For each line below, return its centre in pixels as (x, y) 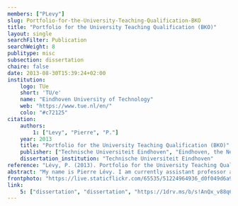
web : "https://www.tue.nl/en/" (66, 106)
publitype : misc (31, 54)
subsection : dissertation (45, 60)
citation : (22, 119)
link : (15, 185)
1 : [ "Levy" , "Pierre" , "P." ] (76, 132)
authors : (33, 126)
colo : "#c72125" (44, 113)
